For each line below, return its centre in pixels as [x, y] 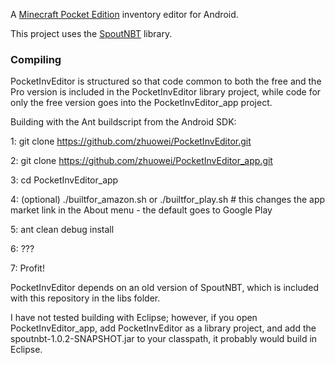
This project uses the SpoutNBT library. [91, 33]
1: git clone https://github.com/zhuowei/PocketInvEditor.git [131, 141]
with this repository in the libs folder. [85, 298]
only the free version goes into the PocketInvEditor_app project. [141, 103]
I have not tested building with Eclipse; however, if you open [134, 318]
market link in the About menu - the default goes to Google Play [141, 210]
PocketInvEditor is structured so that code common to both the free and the [166, 81]
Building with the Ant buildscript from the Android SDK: [123, 122]
